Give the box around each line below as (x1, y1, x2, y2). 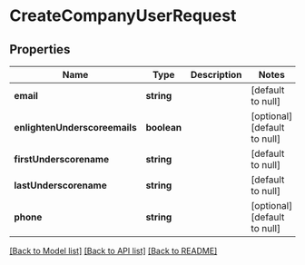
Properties (9, 42, 71, 57)
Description (190, 69, 242, 81)
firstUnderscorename (14, 153, 110, 165)
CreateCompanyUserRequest (9, 5, 237, 26)
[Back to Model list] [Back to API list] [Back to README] (9, 246, 218, 256)
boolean (145, 122, 182, 133)
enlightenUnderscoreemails (14, 122, 138, 133)
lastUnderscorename (14, 179, 107, 191)
